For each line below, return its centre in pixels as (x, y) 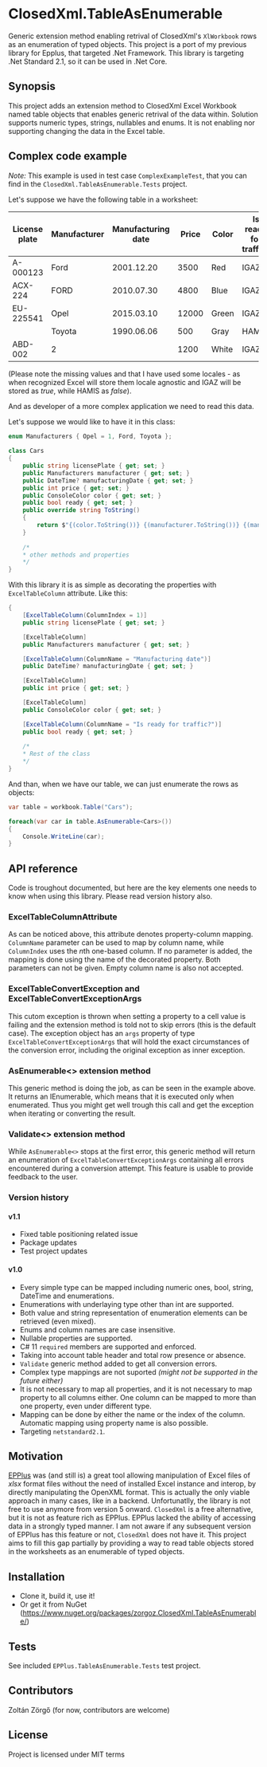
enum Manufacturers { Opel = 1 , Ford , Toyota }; (90, 436)
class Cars (26, 451)
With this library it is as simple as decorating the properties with (112, 585)
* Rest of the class (56, 754)
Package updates (48, 1243)
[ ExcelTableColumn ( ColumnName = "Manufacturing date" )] (117, 659)
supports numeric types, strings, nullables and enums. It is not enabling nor (132, 122)
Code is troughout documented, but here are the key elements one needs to (132, 888)
